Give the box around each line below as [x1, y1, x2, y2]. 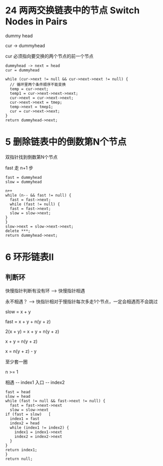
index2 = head [10, 421, 40, 426]
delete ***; [5, 228, 30, 233]
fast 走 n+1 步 [5, 165, 34, 171]
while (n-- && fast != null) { [5, 193, 72, 198]
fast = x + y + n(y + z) [5, 318, 51, 324]
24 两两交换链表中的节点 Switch [5, 5, 140, 16]
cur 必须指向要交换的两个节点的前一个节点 [5, 53, 94, 59]
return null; [5, 456, 33, 461]
